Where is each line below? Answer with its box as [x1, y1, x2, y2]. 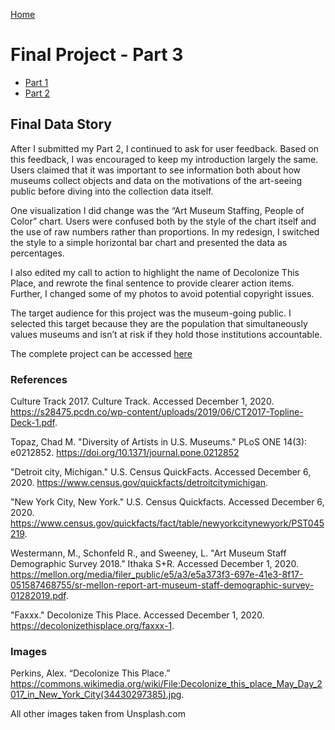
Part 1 [24, 76, 49, 88]
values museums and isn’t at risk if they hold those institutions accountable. [10, 328, 323, 340]
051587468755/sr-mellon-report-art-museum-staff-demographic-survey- [10, 579, 315, 591]
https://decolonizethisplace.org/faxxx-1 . [10, 620, 175, 632]
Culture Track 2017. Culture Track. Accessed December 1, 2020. [10, 395, 275, 408]
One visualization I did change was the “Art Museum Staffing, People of [10, 204, 305, 216]
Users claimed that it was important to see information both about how [10, 164, 302, 176]
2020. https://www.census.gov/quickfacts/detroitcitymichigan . [10, 477, 269, 489]
